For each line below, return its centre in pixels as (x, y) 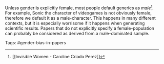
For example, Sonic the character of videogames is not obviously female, (78, 13)
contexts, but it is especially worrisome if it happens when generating (75, 23)
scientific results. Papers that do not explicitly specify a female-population (80, 28)
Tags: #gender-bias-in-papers (36, 42)
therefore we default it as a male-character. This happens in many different (81, 18)
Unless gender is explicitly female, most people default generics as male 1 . (79, 7)
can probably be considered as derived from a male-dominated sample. (77, 33)
